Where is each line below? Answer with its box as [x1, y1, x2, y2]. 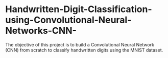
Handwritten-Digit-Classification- [5, 4, 152, 15]
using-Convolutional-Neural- [5, 14, 132, 26]
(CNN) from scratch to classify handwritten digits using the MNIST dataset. [5, 47, 163, 53]
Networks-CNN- [5, 25, 77, 36]
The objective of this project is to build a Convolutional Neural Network [5, 41, 155, 47]
